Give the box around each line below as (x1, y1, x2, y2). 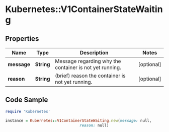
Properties (5, 34, 39, 43)
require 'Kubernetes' (5, 109, 51, 114)
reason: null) (79, 122, 109, 128)
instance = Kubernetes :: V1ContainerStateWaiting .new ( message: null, (5, 118, 152, 123)
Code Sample (5, 96, 48, 104)
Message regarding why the (55, 58, 121, 64)
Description (79, 49, 109, 56)
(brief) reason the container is (55, 72, 126, 79)
